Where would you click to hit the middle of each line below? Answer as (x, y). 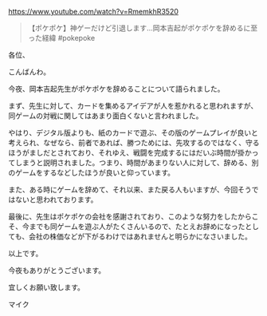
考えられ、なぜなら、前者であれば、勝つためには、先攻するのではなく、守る (134, 142)
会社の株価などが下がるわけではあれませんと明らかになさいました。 (140, 236)
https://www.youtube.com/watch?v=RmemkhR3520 (94, 12)
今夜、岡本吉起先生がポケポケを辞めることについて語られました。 (116, 89)
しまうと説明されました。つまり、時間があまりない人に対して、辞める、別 (137, 162)
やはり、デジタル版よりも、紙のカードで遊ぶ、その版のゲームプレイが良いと (133, 132)
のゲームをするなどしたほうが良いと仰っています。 (92, 172)
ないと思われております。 (56, 199)
